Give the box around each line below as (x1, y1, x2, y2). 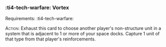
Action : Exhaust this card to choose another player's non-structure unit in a (5, 25, 161, 31)
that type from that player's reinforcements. (5, 36, 96, 42)
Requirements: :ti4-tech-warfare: (5, 16, 74, 22)
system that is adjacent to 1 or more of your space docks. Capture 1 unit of (5, 31, 160, 37)
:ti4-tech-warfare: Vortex (5, 4, 69, 11)
